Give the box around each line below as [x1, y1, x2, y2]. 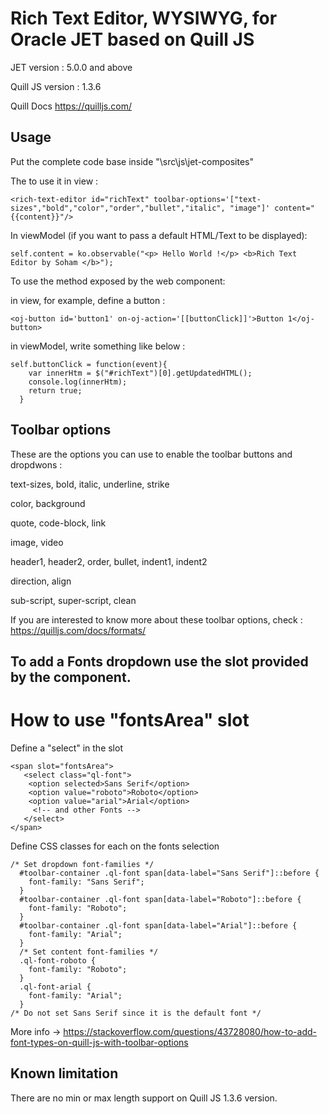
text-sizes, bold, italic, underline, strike [10, 478, 170, 490]
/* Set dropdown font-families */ [10, 859, 155, 869]
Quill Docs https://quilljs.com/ [10, 100, 132, 112]
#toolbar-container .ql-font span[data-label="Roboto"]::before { [19, 894, 302, 904]
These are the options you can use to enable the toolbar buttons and [10, 448, 293, 460]
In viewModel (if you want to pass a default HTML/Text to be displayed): [10, 229, 308, 241]
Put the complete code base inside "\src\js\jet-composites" [10, 155, 254, 167]
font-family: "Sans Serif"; [28, 877, 145, 887]
